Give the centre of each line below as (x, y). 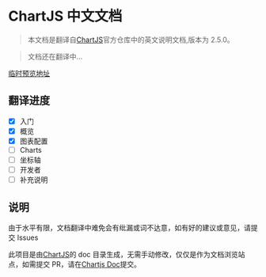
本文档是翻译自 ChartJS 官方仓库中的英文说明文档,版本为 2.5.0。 (131, 40)
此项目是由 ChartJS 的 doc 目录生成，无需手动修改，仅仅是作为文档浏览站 (127, 254)
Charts (30, 150)
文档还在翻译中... (55, 56)
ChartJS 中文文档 (65, 16)
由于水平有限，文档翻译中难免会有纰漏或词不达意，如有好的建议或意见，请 (129, 228)
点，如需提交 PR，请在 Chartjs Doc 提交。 (74, 264)
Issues (28, 237)
